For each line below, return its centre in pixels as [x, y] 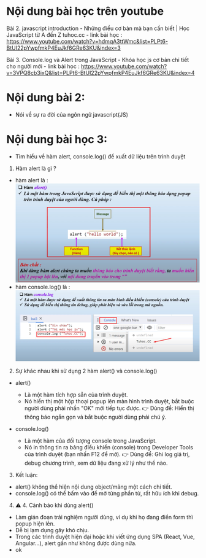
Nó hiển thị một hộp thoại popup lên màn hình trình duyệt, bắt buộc [109, 401]
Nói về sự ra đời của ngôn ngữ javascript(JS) [72, 114]
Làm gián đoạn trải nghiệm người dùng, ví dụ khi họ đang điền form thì [104, 517]
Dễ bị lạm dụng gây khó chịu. [52, 530]
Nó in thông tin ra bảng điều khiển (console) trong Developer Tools [109, 448]
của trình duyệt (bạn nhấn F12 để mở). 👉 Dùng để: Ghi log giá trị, [107, 454]
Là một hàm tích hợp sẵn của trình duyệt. [76, 395]
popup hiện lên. [35, 524]
